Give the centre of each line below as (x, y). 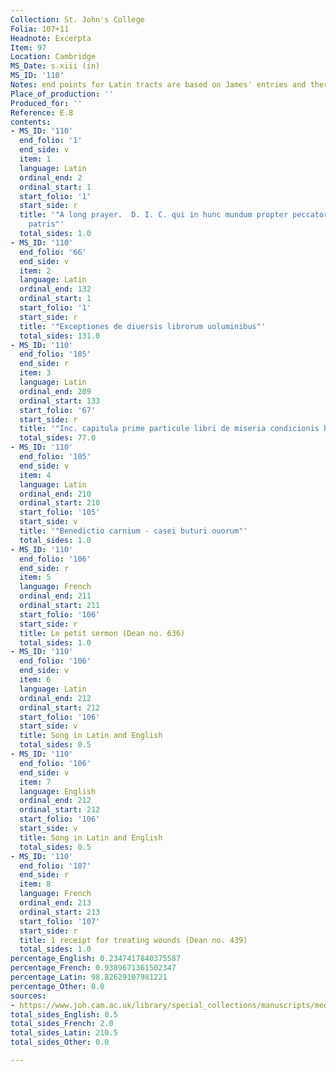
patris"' (46, 224)
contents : (31, 122)
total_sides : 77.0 (58, 438)
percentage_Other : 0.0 (57, 986)
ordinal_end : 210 (55, 494)
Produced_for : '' (46, 103)
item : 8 (35, 884)
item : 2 (35, 271)
